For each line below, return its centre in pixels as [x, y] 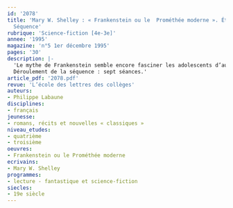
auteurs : [20, 91]
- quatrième [24, 136]
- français [23, 110]
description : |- [31, 59]
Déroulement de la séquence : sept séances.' [80, 71]
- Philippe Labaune [35, 98]
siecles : [20, 188]
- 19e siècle [26, 194]
